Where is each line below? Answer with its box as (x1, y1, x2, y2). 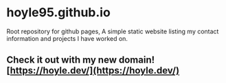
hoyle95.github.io (6, 5, 111, 20)
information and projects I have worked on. (6, 34, 128, 42)
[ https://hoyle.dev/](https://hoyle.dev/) (6, 65, 180, 76)
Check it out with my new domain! (6, 54, 155, 66)
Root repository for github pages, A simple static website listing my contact (6, 27, 219, 35)
